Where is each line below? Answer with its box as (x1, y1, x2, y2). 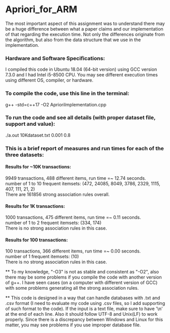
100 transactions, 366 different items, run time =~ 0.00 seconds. (5, 248, 141, 254)
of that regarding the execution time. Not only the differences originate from (5, 31, 165, 37)
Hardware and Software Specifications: (5, 54, 106, 62)
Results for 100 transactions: (5, 237, 68, 243)
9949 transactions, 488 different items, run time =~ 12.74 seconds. (5, 175, 147, 181)
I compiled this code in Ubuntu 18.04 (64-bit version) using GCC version (5, 66, 157, 72)
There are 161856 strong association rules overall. (5, 191, 110, 197)
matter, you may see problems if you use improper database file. (5, 322, 141, 328)
